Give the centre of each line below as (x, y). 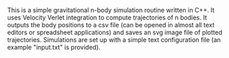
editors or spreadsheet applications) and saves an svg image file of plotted (115, 32)
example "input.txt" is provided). (54, 47)
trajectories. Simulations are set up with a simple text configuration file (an (114, 40)
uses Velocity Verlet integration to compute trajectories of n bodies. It (107, 17)
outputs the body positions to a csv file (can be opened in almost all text (111, 25)
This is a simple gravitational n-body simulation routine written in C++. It (111, 10)
